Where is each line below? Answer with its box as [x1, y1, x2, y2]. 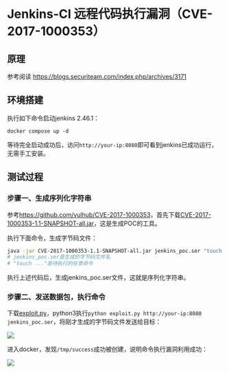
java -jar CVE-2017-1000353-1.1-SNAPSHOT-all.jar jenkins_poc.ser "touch [7, 247, 223, 254]
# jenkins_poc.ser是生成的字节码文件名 [7, 253, 111, 261]
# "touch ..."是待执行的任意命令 [7, 260, 94, 267]
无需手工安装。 [7, 149, 49, 157]
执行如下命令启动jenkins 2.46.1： [7, 114, 99, 122]
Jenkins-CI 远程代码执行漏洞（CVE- [7, 6, 213, 22]
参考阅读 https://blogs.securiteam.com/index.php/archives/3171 [7, 73, 186, 80]
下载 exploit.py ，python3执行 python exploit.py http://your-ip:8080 [7, 309, 202, 317]
